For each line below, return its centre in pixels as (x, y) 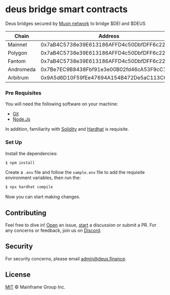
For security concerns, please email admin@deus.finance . (66, 258)
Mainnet (17, 44)
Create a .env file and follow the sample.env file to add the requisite (75, 172)
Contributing (26, 213)
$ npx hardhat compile (29, 187)
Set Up (14, 142)
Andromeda (22, 69)
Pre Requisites (24, 93)
